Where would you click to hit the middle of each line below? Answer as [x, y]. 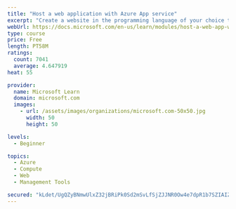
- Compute [28, 169]
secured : [20, 195]
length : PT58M [28, 46]
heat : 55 [20, 72]
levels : [19, 137]
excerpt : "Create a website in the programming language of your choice [116, 20]
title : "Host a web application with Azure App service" [92, 14]
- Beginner [29, 143]
